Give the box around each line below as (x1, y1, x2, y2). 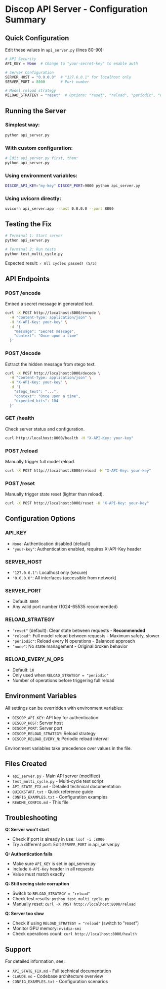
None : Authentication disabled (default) (12, 541, 91, 547)
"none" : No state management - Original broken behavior (12, 643, 128, 649)
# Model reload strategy (5, 88, 56, 93)
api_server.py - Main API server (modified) (12, 773, 100, 779)
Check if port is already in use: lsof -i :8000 (12, 836, 105, 842)
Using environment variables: (5, 172, 78, 179)
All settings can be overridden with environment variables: (5, 705, 124, 711)
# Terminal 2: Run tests (5, 247, 56, 251)
